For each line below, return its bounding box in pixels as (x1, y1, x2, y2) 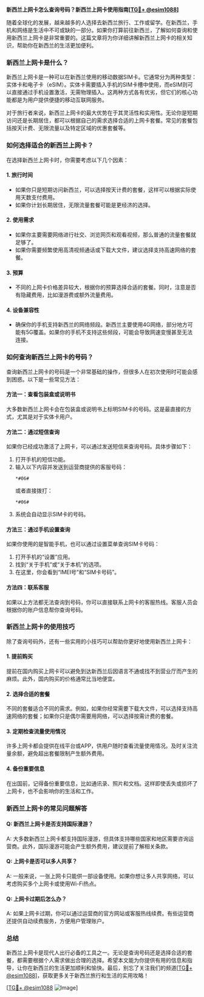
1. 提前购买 (6, 653, 33, 660)
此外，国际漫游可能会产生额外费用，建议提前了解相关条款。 (22, 842, 171, 850)
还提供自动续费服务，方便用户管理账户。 (6, 917, 107, 925)
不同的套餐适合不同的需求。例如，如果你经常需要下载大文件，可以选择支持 (6, 705, 192, 712)
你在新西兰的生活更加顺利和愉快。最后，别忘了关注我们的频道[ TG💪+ (22, 964, 193, 971)
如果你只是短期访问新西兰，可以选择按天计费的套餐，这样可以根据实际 (15, 186, 191, 193)
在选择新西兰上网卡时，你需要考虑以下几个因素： (6, 156, 129, 163)
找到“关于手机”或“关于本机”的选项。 (15, 561, 105, 569)
